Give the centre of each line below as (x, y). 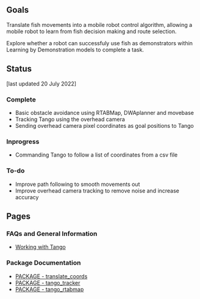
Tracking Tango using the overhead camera (70, 119)
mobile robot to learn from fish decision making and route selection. (91, 31)
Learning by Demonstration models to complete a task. (75, 50)
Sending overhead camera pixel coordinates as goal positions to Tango (104, 125)
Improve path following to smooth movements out (77, 184)
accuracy (27, 197)
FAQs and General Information (52, 234)
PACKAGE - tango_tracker (48, 282)
